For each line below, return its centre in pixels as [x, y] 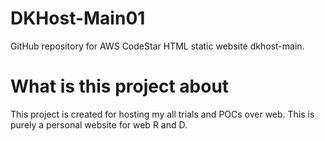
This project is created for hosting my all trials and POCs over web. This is [162, 114]
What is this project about [120, 86]
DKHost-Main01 [78, 18]
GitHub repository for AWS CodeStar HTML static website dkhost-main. [157, 46]
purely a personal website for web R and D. [99, 124]
